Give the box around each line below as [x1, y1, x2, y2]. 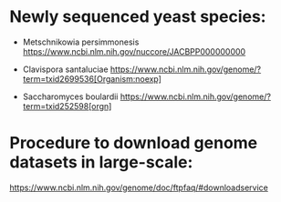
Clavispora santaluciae [22, 64, 109, 75]
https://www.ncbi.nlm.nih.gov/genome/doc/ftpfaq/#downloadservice [9, 182, 269, 193]
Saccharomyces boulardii [22, 91, 119, 102]
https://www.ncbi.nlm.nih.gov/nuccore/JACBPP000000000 [22, 45, 246, 56]
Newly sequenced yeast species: [9, 6, 266, 27]
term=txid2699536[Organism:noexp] [22, 73, 162, 84]
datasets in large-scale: [9, 152, 193, 173]
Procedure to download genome [9, 133, 258, 154]
